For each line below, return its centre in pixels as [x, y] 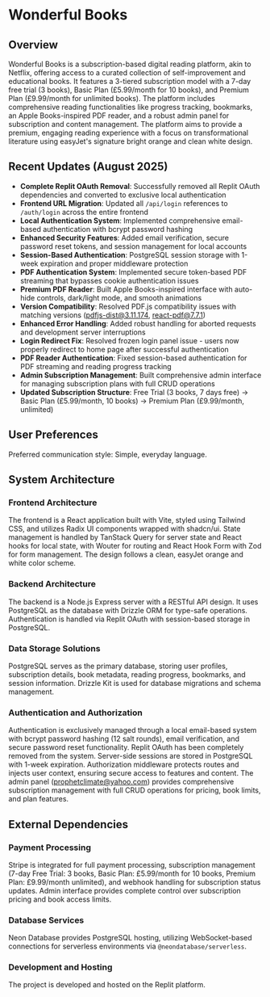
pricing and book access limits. [60, 899]
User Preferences [53, 435]
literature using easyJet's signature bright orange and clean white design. [131, 141]
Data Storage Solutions [54, 648]
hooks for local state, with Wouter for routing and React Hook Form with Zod [135, 546]
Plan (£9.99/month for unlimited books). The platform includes [112, 98]
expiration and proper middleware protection [114, 263]
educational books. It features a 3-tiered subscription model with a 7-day [130, 81]
